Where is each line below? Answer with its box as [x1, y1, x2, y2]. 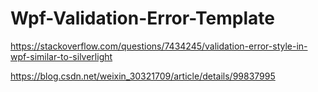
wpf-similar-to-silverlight [10, 50, 113, 62]
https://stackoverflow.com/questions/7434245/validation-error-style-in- [10, 40, 308, 52]
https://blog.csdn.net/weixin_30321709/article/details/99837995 [10, 70, 276, 82]
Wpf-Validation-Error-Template [10, 7, 276, 30]
